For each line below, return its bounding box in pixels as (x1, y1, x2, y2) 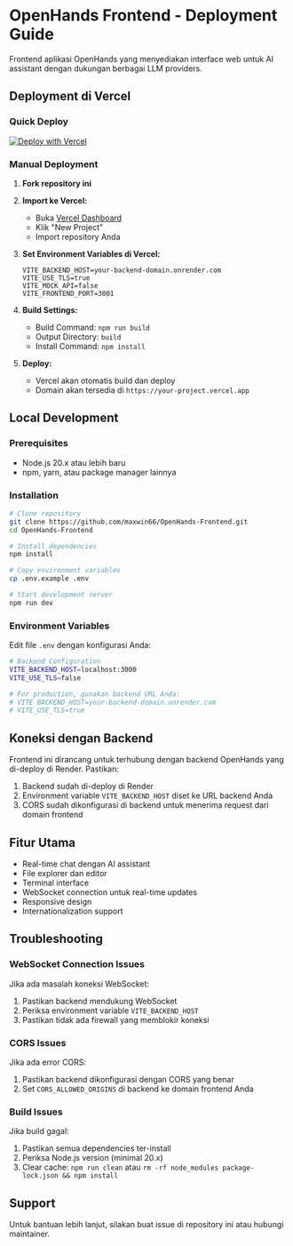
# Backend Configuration (9, 657, 101, 667)
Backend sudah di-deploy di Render (21, 781, 154, 792)
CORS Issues (9, 1036, 67, 1049)
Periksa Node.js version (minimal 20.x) (21, 1153, 164, 1163)
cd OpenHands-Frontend (9, 525, 93, 534)
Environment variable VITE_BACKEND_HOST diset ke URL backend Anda (21, 790, 273, 801)
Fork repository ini (21, 178, 91, 188)
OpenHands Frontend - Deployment (9, 5, 278, 26)
